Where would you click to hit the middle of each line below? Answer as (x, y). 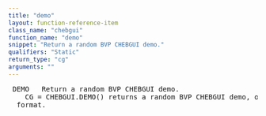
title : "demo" (32, 15)
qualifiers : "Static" (44, 52)
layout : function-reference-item (63, 23)
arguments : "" (32, 67)
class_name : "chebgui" (46, 30)
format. (31, 105)
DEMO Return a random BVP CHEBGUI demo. (96, 89)
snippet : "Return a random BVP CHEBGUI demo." (86, 45)
